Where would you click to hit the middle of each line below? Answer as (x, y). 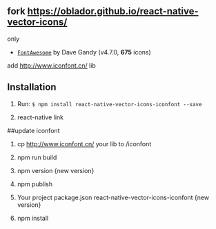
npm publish (35, 184)
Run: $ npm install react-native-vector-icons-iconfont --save (109, 103)
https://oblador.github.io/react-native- (113, 11)
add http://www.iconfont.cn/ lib (52, 66)
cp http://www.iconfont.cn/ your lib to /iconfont (84, 143)
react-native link (40, 117)
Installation (32, 87)
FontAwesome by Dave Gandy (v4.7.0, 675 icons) (84, 52)
